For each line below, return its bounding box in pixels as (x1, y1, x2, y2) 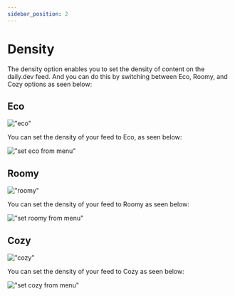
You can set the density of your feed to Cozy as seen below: (7, 268, 184, 275)
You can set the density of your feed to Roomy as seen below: (7, 200, 190, 208)
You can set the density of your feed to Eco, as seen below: (7, 133, 182, 142)
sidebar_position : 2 (7, 10, 69, 18)
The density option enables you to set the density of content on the (7, 65, 205, 73)
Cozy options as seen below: (7, 80, 93, 88)
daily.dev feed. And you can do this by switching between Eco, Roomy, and (7, 72, 228, 80)
